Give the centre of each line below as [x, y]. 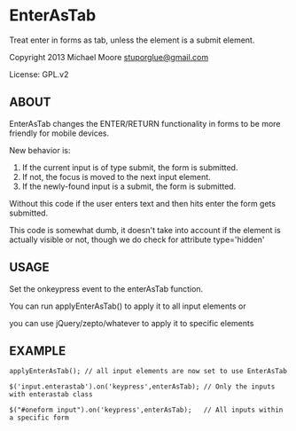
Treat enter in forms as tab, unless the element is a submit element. [132, 40]
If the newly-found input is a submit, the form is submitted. [129, 186]
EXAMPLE [38, 351]
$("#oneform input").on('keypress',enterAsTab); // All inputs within [146, 410]
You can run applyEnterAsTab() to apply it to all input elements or [128, 306]
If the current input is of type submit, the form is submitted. [130, 167]
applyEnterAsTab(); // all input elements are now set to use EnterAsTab [148, 372]
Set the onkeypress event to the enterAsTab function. [106, 288]
